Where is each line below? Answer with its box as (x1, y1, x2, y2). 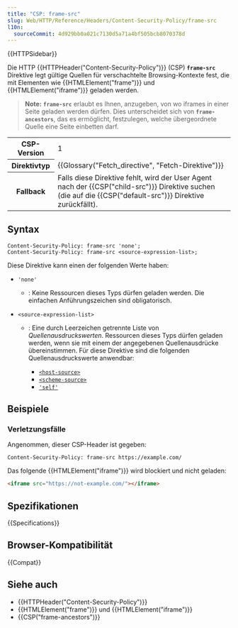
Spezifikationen (7, 500, 79, 512)
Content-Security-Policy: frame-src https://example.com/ (7, 454, 182, 461)
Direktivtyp (11, 161, 51, 171)
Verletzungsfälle (7, 424, 66, 434)
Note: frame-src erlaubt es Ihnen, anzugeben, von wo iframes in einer (24, 100, 229, 109)
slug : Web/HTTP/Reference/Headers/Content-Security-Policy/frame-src (7, 17, 217, 24)
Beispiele (7, 402, 50, 415)
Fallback (16, 187, 46, 196)
